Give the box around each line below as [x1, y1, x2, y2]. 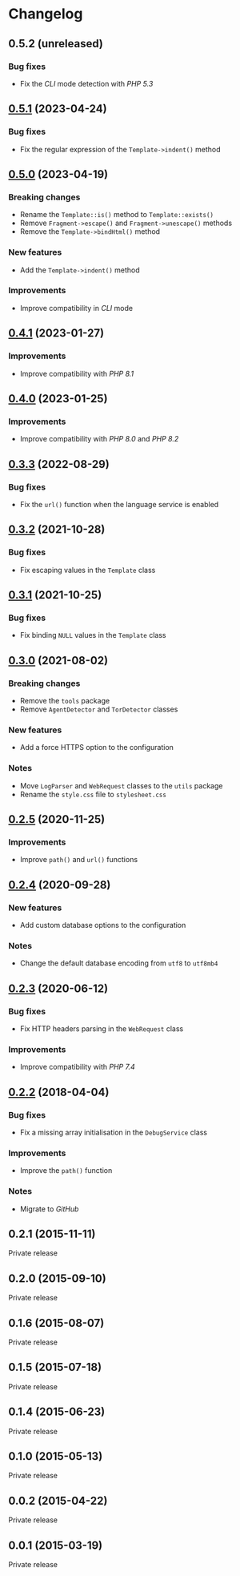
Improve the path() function [19, 1166, 113, 1175]
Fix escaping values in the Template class [19, 565, 156, 574]
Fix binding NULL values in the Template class [19, 631, 166, 640]
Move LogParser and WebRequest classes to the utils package [19, 780, 223, 790]
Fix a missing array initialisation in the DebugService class [19, 1127, 208, 1137]
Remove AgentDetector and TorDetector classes [19, 704, 178, 714]
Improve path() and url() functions [19, 855, 138, 865]
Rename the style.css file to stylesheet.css [19, 789, 166, 799]
